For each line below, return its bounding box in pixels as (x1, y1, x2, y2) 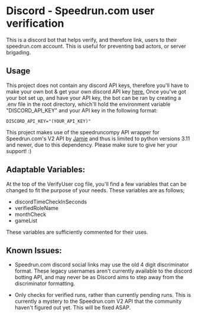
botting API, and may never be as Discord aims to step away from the (14, 274, 184, 281)
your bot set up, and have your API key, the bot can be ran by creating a (6, 94, 181, 101)
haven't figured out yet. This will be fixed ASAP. (14, 304, 131, 311)
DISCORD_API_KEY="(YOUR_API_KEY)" (6, 118, 92, 124)
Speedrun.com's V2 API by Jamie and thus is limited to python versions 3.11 (6, 135, 190, 142)
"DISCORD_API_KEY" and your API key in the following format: (6, 106, 158, 114)
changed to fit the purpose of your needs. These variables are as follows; (6, 186, 185, 193)
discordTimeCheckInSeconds (14, 198, 87, 205)
